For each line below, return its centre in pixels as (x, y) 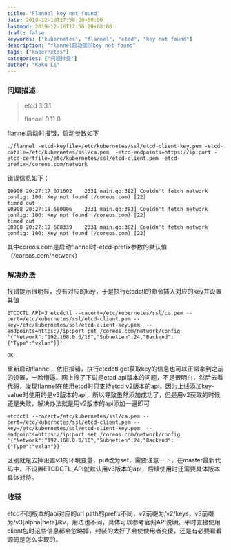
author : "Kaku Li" (33, 65)
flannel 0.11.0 (42, 119)
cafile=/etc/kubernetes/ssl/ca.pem (58, 152)
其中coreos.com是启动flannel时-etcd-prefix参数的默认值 (87, 247)
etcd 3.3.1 (38, 105)
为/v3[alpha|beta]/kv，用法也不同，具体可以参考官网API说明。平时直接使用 (114, 522)
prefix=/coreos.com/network (48, 164)
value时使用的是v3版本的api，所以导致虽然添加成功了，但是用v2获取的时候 (114, 395)
